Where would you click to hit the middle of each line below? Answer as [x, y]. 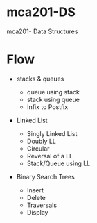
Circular [38, 148]
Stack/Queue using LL [59, 163]
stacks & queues [40, 79]
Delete [36, 197]
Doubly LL [42, 141]
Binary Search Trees [46, 176]
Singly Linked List [52, 133]
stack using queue [53, 99]
